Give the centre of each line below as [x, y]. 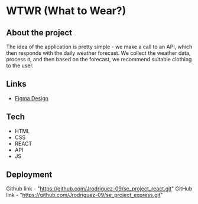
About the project [39, 33]
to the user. [20, 65]
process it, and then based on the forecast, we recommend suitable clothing [99, 59]
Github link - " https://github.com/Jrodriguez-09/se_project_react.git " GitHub [99, 189]
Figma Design [32, 98]
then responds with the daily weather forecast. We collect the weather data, [98, 53]
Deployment [29, 175]
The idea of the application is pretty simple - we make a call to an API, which [99, 47]
